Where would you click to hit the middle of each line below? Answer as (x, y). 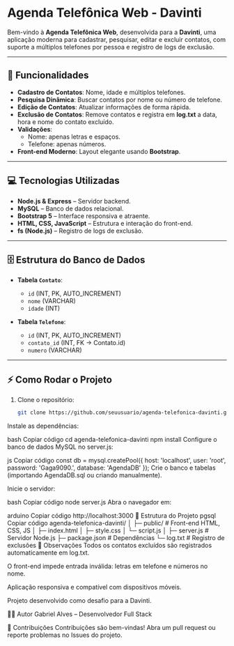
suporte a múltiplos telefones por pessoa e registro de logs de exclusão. (111, 47)
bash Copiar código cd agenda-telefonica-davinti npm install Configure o (112, 440)
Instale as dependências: (43, 426)
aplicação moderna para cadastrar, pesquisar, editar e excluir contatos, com (117, 39)
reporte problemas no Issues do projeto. (65, 635)
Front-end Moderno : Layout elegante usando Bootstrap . (99, 151)
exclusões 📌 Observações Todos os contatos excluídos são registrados (110, 546)
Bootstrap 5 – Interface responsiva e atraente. (84, 216)
